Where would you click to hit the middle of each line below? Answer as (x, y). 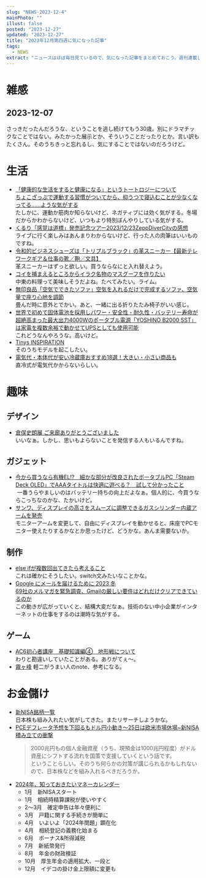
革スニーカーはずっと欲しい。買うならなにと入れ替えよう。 (90, 266)
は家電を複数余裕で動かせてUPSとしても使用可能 (77, 327)
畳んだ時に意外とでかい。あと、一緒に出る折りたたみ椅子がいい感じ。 (104, 304)
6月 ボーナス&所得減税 (55, 838)
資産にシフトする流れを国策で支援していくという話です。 (103, 756)
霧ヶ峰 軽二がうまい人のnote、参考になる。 (70, 667)
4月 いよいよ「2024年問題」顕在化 (70, 822)
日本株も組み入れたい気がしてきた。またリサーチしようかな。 (93, 719)
